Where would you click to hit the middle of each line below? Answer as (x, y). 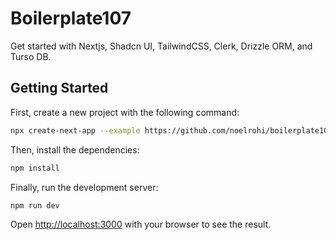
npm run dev (35, 205)
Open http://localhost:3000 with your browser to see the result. (141, 224)
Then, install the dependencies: (75, 149)
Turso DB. (31, 56)
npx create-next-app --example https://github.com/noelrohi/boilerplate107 (171, 130)
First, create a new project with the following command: (125, 112)
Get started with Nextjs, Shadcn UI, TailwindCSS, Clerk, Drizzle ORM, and (161, 46)
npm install (35, 168)
